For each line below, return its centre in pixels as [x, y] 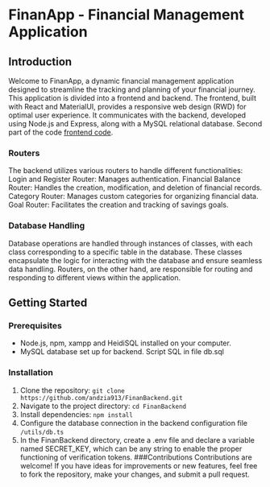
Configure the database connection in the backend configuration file [134, 423]
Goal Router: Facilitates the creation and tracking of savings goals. [118, 205]
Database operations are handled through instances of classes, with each [131, 243]
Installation [31, 373]
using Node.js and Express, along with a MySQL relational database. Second [135, 124]
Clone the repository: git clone [72, 390]
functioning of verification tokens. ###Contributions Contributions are [136, 457]
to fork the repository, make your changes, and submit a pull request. [135, 474]
